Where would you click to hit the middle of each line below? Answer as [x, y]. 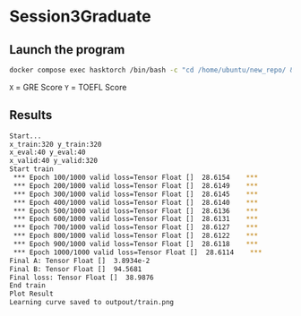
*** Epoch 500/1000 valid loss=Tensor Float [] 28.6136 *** [135, 211]
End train [28, 286]
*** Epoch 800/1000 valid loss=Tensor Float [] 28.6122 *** [135, 236]
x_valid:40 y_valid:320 [54, 161]
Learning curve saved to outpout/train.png [92, 303]
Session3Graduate [80, 17]
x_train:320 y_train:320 [56, 144]
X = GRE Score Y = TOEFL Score [68, 87]
